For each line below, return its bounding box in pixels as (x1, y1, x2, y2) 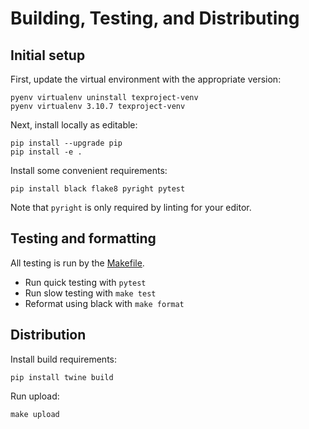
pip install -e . (10, 147, 83, 157)
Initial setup (10, 47, 86, 64)
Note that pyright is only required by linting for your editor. (10, 202, 252, 213)
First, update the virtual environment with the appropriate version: (10, 73, 282, 85)
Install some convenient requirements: (10, 165, 168, 176)
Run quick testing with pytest (24, 276, 147, 288)
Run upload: (10, 390, 60, 402)
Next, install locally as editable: (10, 119, 138, 131)
